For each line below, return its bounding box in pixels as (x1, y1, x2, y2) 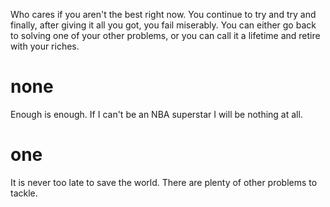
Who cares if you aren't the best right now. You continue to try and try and (10, 9, 317, 20)
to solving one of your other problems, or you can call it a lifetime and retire (10, 30, 321, 41)
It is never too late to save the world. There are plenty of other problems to (10, 176, 318, 188)
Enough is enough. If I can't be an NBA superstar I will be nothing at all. (10, 108, 303, 120)
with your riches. (10, 40, 80, 52)
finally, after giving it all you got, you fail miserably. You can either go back (10, 19, 317, 31)
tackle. (10, 187, 38, 199)
